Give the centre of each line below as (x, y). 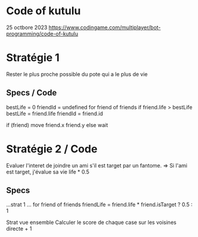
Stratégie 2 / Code (52, 149)
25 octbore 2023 (27, 27)
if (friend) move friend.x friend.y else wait (57, 125)
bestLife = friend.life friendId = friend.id (55, 113)
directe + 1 (19, 229)
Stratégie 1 (33, 58)
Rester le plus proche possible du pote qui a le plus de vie (77, 74)
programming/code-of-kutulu (42, 33)
